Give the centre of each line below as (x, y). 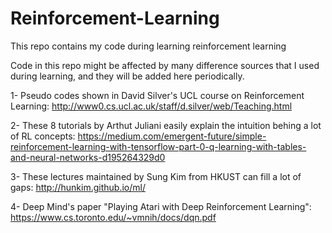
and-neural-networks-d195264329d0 (88, 157)
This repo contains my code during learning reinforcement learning (148, 46)
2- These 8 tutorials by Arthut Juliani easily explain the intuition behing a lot (166, 125)
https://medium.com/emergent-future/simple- (172, 136)
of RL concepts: (43, 136)
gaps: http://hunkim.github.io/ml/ (78, 187)
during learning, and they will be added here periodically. (127, 76)
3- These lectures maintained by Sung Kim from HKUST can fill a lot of (156, 176)
